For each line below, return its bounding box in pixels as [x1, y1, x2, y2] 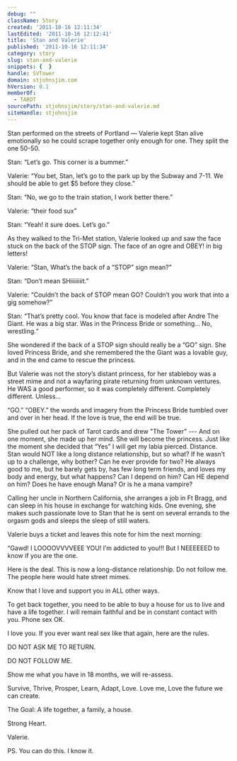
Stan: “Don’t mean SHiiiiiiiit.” [7, 276, 89, 285]
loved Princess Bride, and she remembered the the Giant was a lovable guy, [7, 348, 229, 356]
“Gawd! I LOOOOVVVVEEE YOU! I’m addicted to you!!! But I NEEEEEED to [7, 544, 220, 552]
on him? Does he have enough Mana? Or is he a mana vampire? [7, 480, 193, 488]
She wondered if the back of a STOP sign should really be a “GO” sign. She [7, 340, 226, 349]
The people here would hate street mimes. [7, 572, 131, 581]
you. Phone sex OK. [7, 615, 65, 623]
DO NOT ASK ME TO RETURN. [7, 642, 96, 651]
